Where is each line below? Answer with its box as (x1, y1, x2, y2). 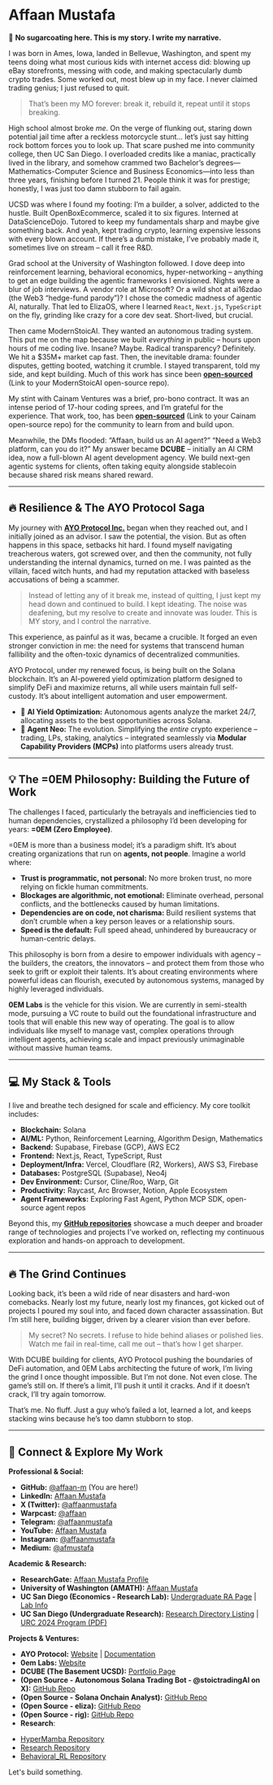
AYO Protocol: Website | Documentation (19, 1649, 156, 1659)
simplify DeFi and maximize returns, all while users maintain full (8, 682, 221, 692)
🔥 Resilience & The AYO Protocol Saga (8, 501, 206, 515)
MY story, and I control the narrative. (28, 616, 152, 626)
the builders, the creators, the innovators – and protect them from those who (8, 958, 265, 967)
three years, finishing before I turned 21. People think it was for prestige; (8, 175, 250, 185)
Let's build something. (8, 1767, 83, 1777)
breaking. (28, 107, 61, 117)
